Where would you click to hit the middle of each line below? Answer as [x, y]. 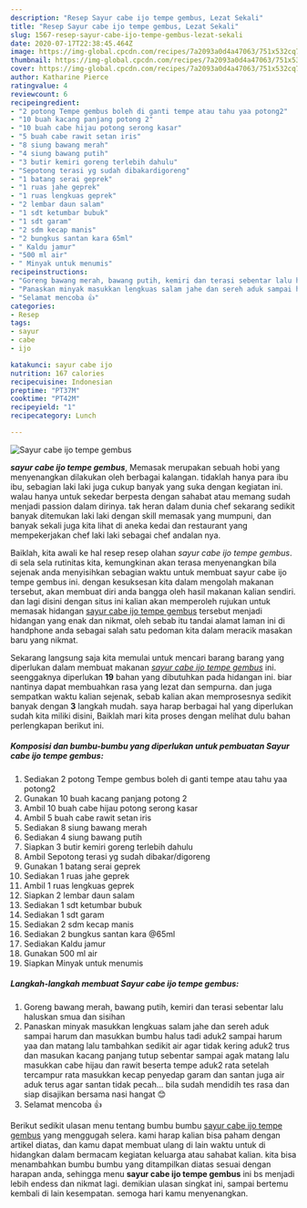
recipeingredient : [45, 103]
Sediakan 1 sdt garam [64, 914]
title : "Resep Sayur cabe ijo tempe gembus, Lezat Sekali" [125, 26]
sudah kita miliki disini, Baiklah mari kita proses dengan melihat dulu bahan [150, 716]
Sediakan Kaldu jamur [65, 944]
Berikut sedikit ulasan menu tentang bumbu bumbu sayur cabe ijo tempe [147, 1125]
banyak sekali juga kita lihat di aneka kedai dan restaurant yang [129, 525]
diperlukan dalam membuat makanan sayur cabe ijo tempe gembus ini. [143, 667]
